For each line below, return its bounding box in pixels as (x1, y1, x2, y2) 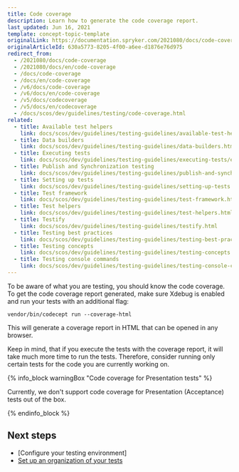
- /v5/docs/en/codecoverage (14, 103, 97, 111)
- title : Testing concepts (14, 242, 94, 250)
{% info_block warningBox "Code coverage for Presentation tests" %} (7, 374, 213, 382)
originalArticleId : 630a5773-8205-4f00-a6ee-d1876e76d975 (7, 43, 183, 51)
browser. (7, 331, 33, 339)
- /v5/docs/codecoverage (14, 97, 87, 104)
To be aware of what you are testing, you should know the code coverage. (7, 282, 225, 290)
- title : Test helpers (14, 202, 81, 210)
